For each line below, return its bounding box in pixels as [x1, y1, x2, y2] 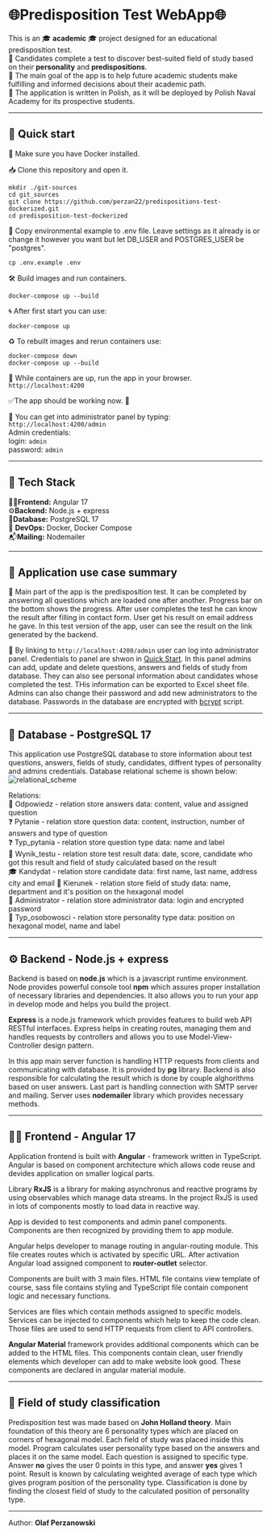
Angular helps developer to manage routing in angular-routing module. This [8, 1240, 259, 1251]
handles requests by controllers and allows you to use [8, 1032, 188, 1041]
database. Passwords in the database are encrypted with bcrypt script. [8, 697, 244, 707]
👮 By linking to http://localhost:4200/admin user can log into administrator [8, 645, 259, 655]
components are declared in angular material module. [8, 1365, 186, 1374]
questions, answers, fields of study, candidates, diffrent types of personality [8, 758, 262, 768]
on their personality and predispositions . [8, 62, 148, 72]
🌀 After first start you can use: [8, 306, 107, 315]
